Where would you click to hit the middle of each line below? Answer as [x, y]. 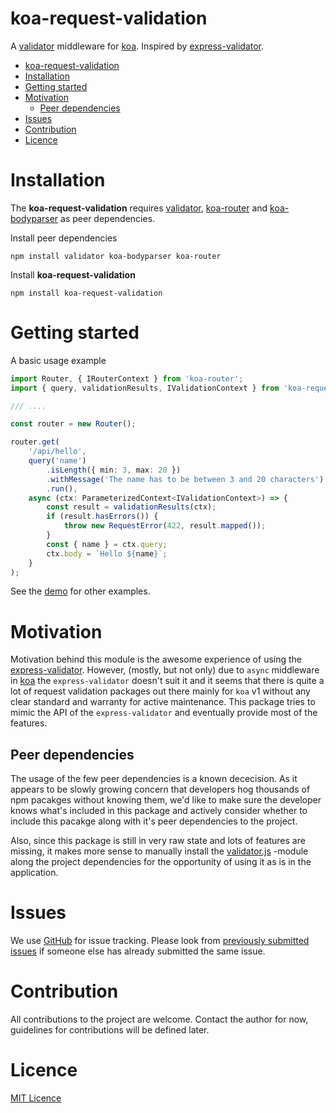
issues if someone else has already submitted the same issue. [138, 951]
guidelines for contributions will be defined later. [110, 1030]
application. [34, 873]
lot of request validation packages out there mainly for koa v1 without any [160, 691]
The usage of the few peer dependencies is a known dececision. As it [154, 779]
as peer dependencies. [108, 218]
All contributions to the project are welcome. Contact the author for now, [159, 1019]
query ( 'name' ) [57, 461]
